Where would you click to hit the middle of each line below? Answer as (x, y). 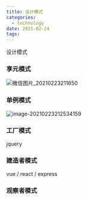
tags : (13, 34)
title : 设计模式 (25, 12)
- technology (28, 23)
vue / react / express (32, 174)
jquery (14, 144)
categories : (21, 17)
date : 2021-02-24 (28, 29)
